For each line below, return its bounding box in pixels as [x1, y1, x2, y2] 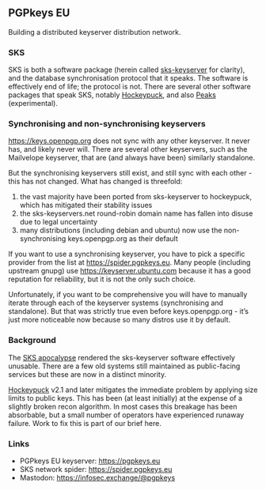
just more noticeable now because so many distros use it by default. [8, 315, 231, 325]
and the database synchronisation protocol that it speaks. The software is [8, 73, 249, 83]
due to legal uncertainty [19, 217, 97, 227]
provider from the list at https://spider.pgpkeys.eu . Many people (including [8, 258, 251, 267]
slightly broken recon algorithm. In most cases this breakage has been [8, 401, 237, 411]
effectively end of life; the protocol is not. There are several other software [8, 82, 252, 92]
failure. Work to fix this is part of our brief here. [8, 418, 162, 428]
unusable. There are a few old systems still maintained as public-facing [8, 361, 241, 371]
